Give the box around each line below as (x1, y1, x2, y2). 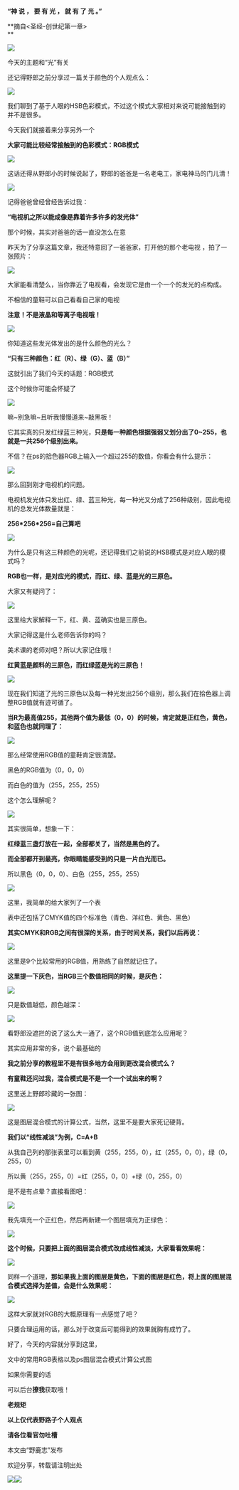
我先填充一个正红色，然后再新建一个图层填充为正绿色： (7, 1215, 169, 1224)
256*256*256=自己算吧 (7, 519, 81, 528)
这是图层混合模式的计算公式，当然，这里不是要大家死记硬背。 (7, 1118, 188, 1126)
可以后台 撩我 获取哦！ (7, 1385, 70, 1393)
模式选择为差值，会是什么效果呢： (13, 1282, 114, 1289)
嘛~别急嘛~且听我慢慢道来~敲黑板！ (7, 413, 114, 421)
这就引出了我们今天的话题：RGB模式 (7, 369, 114, 378)
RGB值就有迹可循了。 (13, 698, 77, 706)
